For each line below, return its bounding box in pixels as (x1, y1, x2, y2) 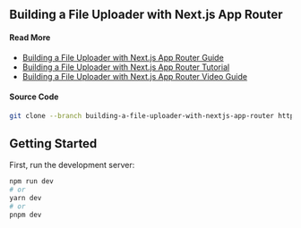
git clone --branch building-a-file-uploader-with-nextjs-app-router (9, 111, 275, 120)
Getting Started (9, 136, 98, 151)
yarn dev (9, 194, 42, 203)
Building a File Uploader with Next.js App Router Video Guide (21, 71, 248, 81)
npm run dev (9, 177, 54, 186)
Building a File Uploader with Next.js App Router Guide (21, 52, 224, 63)
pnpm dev (9, 210, 42, 219)
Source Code (9, 91, 59, 102)
